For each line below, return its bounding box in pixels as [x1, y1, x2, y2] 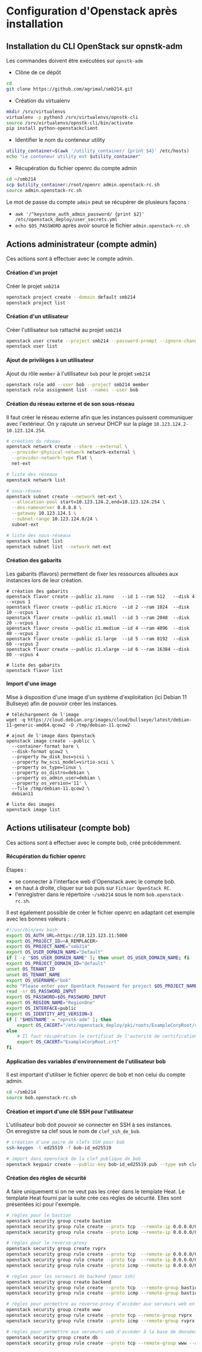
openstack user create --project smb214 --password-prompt [6, 338, 158, 344]
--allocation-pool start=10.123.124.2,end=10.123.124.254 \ [11, 499, 165, 505]
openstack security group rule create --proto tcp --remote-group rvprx [6, 1312, 192, 1319]
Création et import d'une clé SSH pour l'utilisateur [6, 1108, 134, 1115]
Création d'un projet [6, 269, 58, 276]
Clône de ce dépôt [14, 69, 61, 76]
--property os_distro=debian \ [11, 769, 90, 776]
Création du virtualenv [14, 97, 70, 104]
